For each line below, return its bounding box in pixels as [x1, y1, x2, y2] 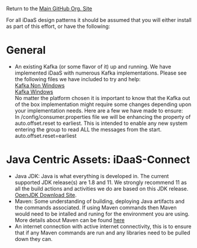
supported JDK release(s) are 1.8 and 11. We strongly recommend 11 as [14, 179, 188, 186]
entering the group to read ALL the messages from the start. [14, 125, 162, 133]
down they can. [14, 235, 53, 242]
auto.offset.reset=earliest [14, 132, 77, 139]
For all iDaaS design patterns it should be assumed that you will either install [6, 17, 192, 23]
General [6, 44, 46, 57]
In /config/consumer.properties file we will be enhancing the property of [14, 113, 191, 120]
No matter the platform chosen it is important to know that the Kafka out [14, 94, 190, 101]
